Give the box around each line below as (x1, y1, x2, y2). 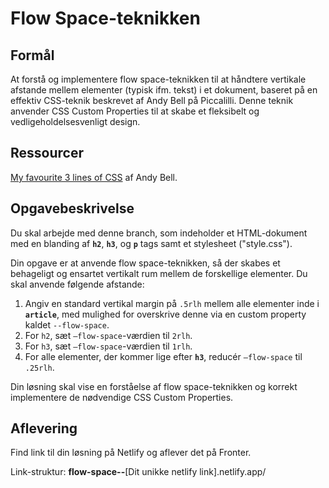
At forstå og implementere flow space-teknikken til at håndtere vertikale (10, 73, 307, 85)
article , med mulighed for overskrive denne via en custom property (24, 308, 307, 320)
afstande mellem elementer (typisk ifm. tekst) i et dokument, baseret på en (10, 84, 318, 96)
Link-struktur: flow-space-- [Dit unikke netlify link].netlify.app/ (10, 466, 267, 478)
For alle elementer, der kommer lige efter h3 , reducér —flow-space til (24, 350, 303, 362)
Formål (10, 47, 55, 64)
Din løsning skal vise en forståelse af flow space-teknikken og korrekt (10, 380, 298, 392)
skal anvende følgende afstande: (10, 278, 145, 290)
